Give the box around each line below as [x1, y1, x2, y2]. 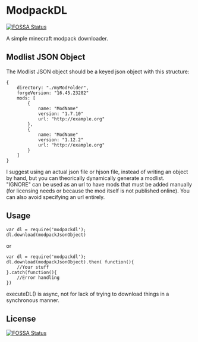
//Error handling [17, 275, 60, 281]
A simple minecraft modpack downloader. [6, 35, 108, 42]
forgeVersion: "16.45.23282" [17, 90, 89, 96]
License [6, 313, 36, 324]
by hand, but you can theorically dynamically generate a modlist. [6, 174, 165, 182]
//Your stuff [17, 264, 49, 270]
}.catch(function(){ [6, 269, 58, 275]
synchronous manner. [6, 296, 59, 304]
